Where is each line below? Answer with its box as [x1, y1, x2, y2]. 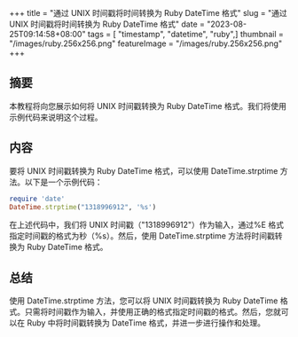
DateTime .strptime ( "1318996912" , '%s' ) [9, 202, 157, 211]
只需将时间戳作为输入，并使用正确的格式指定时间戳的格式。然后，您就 [24, 307, 281, 317]
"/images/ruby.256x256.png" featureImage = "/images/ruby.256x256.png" [9, 38, 282, 49]
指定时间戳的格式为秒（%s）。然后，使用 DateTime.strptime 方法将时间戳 [9, 231, 275, 241]
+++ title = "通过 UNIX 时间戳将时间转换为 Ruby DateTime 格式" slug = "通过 [9, 8, 287, 18]
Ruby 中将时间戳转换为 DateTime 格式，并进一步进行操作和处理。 [26, 317, 266, 328]
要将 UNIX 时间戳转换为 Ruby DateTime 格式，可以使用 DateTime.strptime [9, 165, 278, 176]
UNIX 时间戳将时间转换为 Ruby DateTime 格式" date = [9, 19, 206, 29]
